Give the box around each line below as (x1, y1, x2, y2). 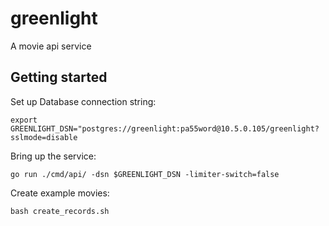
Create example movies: (10, 187, 110, 199)
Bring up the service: (10, 150, 97, 162)
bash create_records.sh (10, 206, 110, 216)
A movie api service (10, 40, 92, 52)
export (10, 115, 38, 125)
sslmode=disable (10, 132, 78, 142)
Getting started (10, 69, 108, 86)
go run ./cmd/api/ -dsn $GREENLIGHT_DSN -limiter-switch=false (10, 169, 280, 179)
